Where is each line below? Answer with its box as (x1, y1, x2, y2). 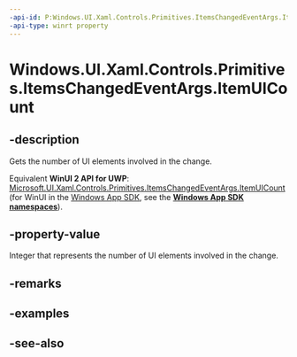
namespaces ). (9, 201, 64, 212)
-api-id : (9, 12, 42, 22)
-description (9, 132, 80, 147)
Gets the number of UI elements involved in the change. (9, 156, 212, 167)
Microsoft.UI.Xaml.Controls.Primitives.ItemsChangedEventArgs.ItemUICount (9, 182, 286, 193)
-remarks (9, 276, 62, 291)
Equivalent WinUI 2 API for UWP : (9, 173, 130, 183)
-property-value (9, 227, 101, 242)
